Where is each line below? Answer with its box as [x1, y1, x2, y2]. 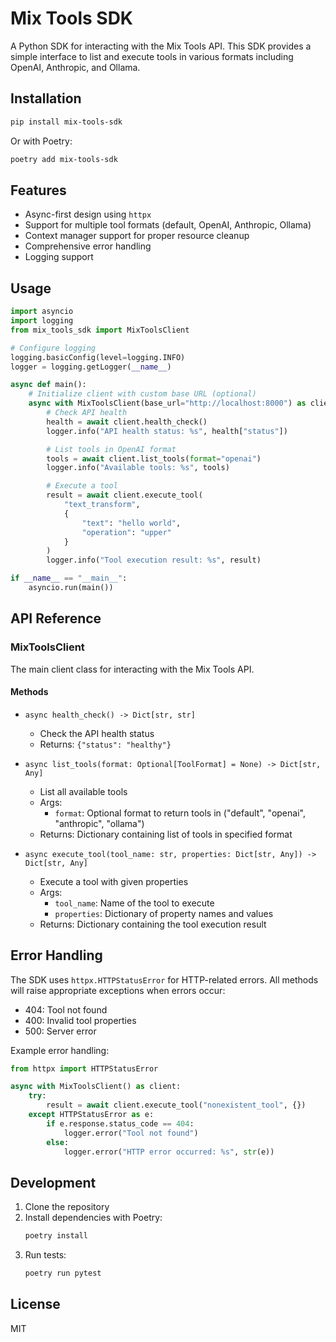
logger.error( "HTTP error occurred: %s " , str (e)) [63, 1147, 275, 1157]
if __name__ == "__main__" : [10, 573, 128, 584]
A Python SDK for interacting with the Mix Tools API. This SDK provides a [10, 40, 312, 52]
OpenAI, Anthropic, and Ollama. [10, 61, 141, 73]
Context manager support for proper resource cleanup [24, 230, 250, 242]
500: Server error [24, 1025, 97, 1037]
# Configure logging [10, 343, 97, 353]
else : [46, 1137, 70, 1147]
